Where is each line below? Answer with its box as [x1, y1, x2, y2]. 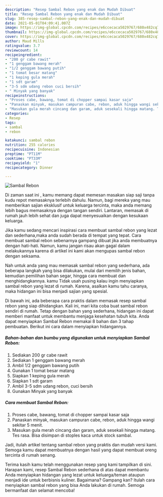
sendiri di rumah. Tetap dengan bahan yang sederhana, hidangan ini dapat [5, 308, 154, 314]
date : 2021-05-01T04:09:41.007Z [5, 20, 70, 26]
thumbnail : [5, 30, 27, 35]
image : [5, 25, 18, 30]
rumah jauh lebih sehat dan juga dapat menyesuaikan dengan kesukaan [5, 213, 148, 219]
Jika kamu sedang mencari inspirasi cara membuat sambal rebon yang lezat [5, 227, 157, 233]
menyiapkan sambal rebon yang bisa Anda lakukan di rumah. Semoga [5, 482, 145, 488]
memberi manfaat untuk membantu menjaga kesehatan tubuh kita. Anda [5, 313, 149, 319]
